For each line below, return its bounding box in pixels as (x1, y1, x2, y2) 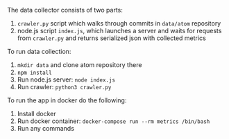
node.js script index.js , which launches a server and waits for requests (17, 27, 222, 35)
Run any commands (17, 124, 75, 132)
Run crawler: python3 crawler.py (17, 83, 112, 91)
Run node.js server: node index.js (17, 75, 116, 84)
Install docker (17, 110, 57, 118)
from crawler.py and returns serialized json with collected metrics (17, 34, 206, 42)
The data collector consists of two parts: (7, 6, 124, 14)
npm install (17, 69, 52, 76)
